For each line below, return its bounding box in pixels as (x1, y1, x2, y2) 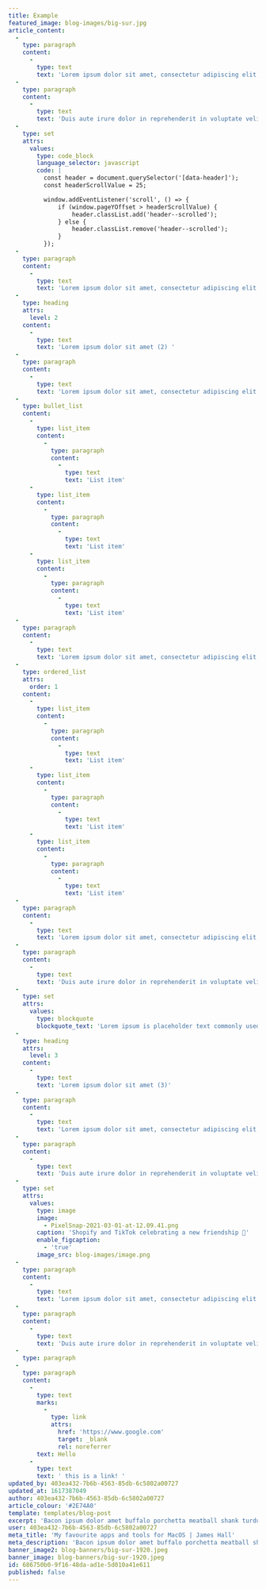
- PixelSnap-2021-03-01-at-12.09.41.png (43, 1222, 179, 1229)
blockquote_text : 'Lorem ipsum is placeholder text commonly (36, 1022, 243, 1030)
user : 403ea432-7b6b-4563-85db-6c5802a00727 (8, 1524, 158, 1532)
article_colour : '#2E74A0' (8, 1502, 97, 1510)
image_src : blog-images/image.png (36, 1251, 150, 1259)
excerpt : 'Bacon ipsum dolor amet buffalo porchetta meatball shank (8, 1517, 239, 1525)
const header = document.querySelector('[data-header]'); (43, 174, 239, 183)
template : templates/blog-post (8, 1509, 112, 1517)
